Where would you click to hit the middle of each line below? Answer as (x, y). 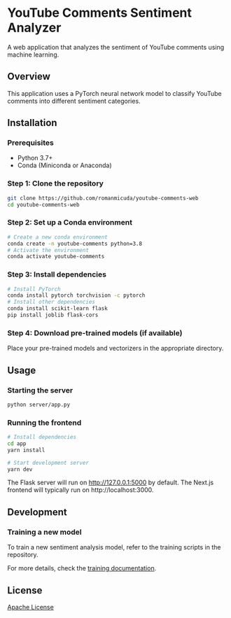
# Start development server (48, 463)
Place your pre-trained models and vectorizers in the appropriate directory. (115, 349)
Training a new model (44, 532)
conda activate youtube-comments (56, 257)
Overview (29, 77)
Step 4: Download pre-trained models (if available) (95, 332)
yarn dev (20, 469)
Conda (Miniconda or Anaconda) (64, 165)
